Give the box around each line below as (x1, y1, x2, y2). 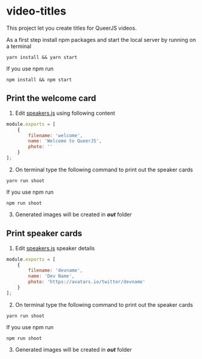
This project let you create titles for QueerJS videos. (6, 24, 137, 32)
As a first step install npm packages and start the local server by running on (6, 36, 197, 43)
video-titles (6, 4, 67, 18)
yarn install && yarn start (6, 54, 78, 60)
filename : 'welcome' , (28, 132, 83, 138)
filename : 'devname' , (28, 267, 83, 274)
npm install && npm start (6, 77, 72, 83)
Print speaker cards (6, 228, 83, 239)
